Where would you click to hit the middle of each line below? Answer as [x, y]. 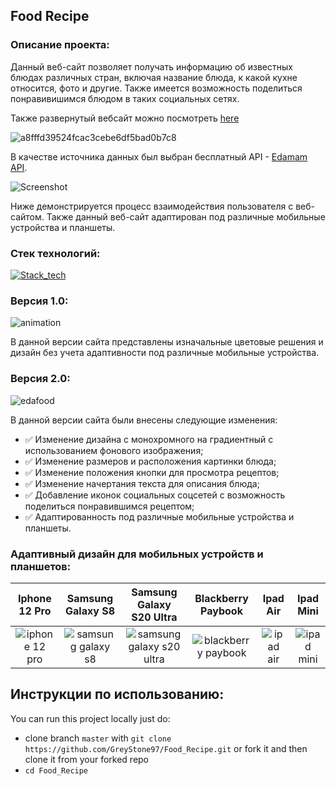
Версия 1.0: [39, 301]
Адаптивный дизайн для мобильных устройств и [137, 554]
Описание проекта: [60, 45]
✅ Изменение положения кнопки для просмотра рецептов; [152, 472]
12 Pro [35, 611]
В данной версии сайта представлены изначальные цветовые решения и [167, 342]
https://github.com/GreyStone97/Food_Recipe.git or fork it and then [166, 748]
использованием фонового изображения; [114, 450]
